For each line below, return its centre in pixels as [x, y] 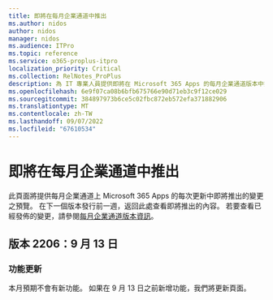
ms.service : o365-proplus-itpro [63, 62]
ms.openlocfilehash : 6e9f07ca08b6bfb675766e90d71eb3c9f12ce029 [118, 91]
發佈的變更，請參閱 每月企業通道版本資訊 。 [87, 216]
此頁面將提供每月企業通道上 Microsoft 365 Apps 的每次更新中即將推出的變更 [136, 195]
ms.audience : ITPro [41, 46]
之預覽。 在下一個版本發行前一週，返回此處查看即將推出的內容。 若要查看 [131, 206]
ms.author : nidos [38, 24]
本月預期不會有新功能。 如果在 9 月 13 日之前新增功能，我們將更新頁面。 [130, 288]
